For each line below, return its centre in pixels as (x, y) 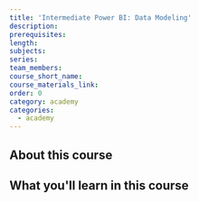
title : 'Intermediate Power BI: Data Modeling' (101, 18)
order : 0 (26, 93)
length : (24, 43)
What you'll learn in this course (99, 185)
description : (34, 26)
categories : (32, 110)
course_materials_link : (54, 85)
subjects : (28, 51)
